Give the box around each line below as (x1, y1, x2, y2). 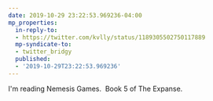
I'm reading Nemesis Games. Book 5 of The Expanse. (8, 84, 183, 93)
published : (15, 56, 51, 63)
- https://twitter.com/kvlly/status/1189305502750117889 (15, 33, 206, 41)
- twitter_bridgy (15, 48, 72, 56)
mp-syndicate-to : (15, 41, 72, 49)
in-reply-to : (15, 26, 58, 34)
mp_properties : (8, 19, 58, 27)
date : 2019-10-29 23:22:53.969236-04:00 (8, 11, 143, 20)
